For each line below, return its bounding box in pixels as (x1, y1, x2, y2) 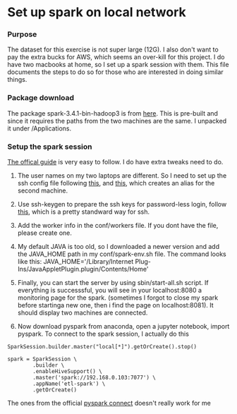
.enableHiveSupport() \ (32, 368, 102, 375)
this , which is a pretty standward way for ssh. (17, 207, 150, 216)
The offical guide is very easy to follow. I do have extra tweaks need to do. (7, 158, 224, 166)
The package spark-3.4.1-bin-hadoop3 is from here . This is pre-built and (7, 109, 219, 117)
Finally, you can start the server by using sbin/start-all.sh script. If (17, 279, 209, 287)
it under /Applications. (7, 124, 72, 133)
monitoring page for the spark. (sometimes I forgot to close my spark (17, 293, 219, 302)
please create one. (17, 229, 73, 237)
